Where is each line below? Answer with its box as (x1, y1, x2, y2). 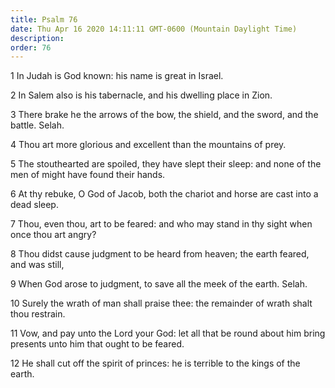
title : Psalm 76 (10, 14, 78, 25)
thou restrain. (10, 308, 66, 320)
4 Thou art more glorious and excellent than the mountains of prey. (10, 139, 287, 151)
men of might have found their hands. (10, 169, 166, 181)
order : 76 (10, 42, 52, 53)
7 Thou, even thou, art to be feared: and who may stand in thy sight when (10, 218, 313, 230)
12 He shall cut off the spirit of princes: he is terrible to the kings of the (10, 357, 301, 370)
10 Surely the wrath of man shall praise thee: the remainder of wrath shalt (10, 297, 313, 310)
